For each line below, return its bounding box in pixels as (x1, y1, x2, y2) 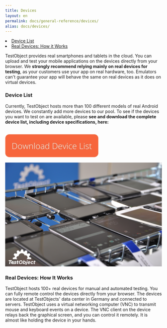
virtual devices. (5, 80, 37, 85)
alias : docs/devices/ (5, 24, 50, 29)
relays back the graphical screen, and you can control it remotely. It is (5, 312, 148, 318)
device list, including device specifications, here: (5, 119, 109, 125)
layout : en (5, 13, 28, 18)
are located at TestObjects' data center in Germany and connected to (5, 296, 147, 302)
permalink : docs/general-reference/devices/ (5, 18, 99, 23)
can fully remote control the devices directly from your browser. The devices (5, 291, 162, 297)
